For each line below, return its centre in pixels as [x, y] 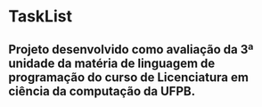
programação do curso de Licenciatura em [128, 77]
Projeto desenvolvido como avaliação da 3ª [131, 49]
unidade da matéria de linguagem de [112, 63]
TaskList [41, 16]
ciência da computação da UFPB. [102, 91]
